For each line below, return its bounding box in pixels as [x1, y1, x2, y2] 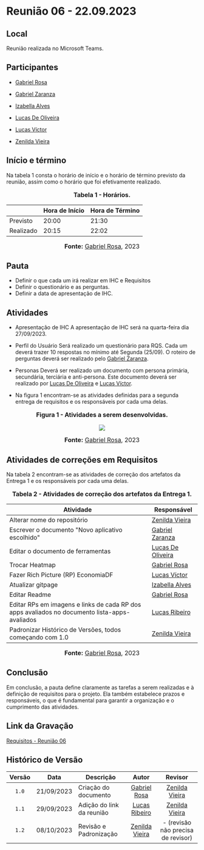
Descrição [86, 773, 117, 781]
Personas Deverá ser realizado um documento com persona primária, [15, 367, 189, 374]
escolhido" [9, 534, 41, 542]
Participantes [6, 62, 59, 73]
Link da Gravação [6, 721, 74, 731]
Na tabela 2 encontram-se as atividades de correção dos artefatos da [6, 471, 181, 478]
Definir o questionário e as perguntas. [15, 284, 110, 291]
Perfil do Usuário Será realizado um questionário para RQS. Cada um [15, 342, 188, 349]
